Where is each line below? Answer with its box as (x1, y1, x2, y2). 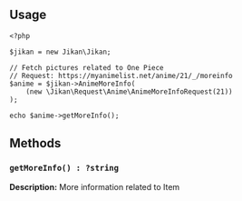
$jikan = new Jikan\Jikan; (9, 47, 111, 56)
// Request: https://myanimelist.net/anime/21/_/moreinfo (9, 71, 233, 80)
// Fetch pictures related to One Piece (9, 63, 165, 72)
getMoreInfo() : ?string (9, 163, 120, 174)
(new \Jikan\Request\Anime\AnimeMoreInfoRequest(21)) (25, 86, 233, 96)
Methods (9, 136, 62, 151)
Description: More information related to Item (9, 181, 180, 192)
